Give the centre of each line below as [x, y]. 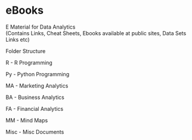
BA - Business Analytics [35, 97]
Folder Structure [26, 51]
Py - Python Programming [38, 74]
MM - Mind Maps [27, 120]
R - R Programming [29, 63]
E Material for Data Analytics [41, 27]
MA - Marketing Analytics [37, 85]
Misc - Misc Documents [35, 132]
